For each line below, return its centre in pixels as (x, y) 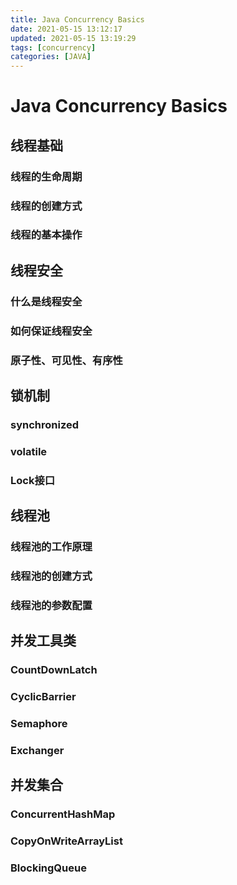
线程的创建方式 (46, 206)
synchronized (45, 424)
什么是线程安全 (46, 301)
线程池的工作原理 (51, 547)
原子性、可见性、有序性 (66, 360)
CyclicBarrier (43, 697)
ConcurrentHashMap (63, 814)
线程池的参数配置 (51, 605)
